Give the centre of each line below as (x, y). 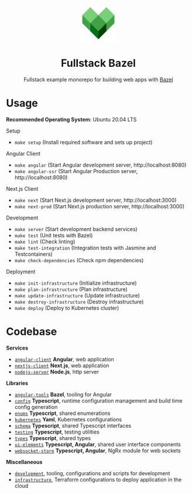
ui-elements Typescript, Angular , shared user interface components (98, 444)
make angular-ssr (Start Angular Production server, (76, 171)
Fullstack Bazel (98, 63)
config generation (36, 407)
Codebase (32, 332)
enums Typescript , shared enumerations (62, 413)
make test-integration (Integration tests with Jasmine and (85, 248)
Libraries (17, 383)
